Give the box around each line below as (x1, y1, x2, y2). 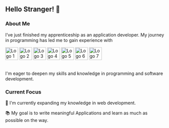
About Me (5, 20, 30, 27)
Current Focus (5, 88, 42, 95)
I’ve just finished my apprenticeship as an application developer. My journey (5, 31, 164, 38)
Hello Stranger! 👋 (5, 5, 60, 14)
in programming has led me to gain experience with (5, 37, 113, 43)
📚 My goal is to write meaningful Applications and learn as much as (5, 110, 148, 116)
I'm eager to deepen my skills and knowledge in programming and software (5, 70, 163, 76)
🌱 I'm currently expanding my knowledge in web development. (5, 100, 136, 106)
